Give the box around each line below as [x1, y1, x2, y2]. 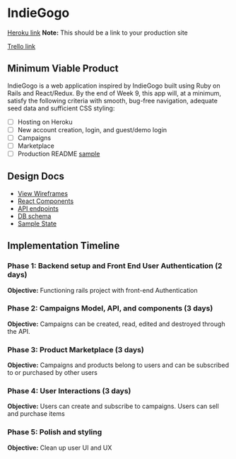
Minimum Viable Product [7, 62, 119, 75]
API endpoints [17, 204, 59, 213]
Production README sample [17, 150, 100, 158]
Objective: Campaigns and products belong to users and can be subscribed [7, 361, 230, 369]
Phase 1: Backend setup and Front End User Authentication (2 [7, 261, 223, 271]
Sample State [17, 219, 57, 228]
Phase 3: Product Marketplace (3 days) [7, 344, 145, 354]
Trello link [7, 42, 36, 50]
